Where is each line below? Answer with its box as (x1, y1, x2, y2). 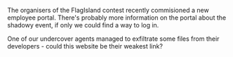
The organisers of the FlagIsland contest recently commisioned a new (7, 6, 209, 14)
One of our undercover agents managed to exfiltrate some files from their (7, 34, 220, 43)
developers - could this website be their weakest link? (7, 42, 164, 50)
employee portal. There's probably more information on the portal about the (7, 13, 227, 22)
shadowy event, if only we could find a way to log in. (7, 21, 159, 29)
